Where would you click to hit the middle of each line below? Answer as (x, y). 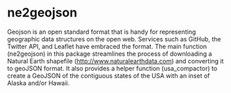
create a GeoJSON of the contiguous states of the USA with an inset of (109, 75)
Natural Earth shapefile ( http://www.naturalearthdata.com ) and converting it (115, 61)
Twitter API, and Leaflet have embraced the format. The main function (107, 46)
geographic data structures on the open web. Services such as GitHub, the (114, 39)
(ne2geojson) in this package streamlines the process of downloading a (110, 54)
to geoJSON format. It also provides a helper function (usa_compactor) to (112, 68)
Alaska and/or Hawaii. (38, 83)
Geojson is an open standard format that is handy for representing (102, 32)
